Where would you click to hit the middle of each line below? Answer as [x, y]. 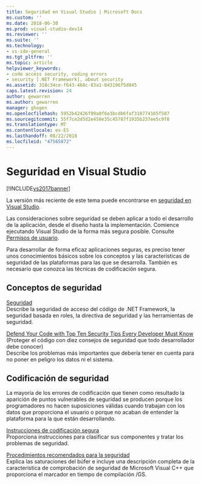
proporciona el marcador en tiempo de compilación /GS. [77, 474]
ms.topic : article [29, 62]
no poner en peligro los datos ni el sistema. [60, 359]
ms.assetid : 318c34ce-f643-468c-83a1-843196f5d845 [72, 86]
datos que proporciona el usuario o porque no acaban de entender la [93, 412]
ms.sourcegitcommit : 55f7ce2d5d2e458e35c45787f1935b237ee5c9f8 [88, 119]
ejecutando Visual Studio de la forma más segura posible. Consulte [90, 231]
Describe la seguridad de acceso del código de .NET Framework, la [91, 309]
